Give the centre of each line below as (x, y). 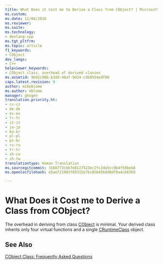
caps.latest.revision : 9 (30, 82)
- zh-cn (13, 154)
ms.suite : (15, 28)
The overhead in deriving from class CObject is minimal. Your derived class (80, 225)
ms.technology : (20, 32)
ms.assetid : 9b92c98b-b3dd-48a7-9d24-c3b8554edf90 (57, 77)
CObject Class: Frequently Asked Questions (49, 256)
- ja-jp (13, 127)
